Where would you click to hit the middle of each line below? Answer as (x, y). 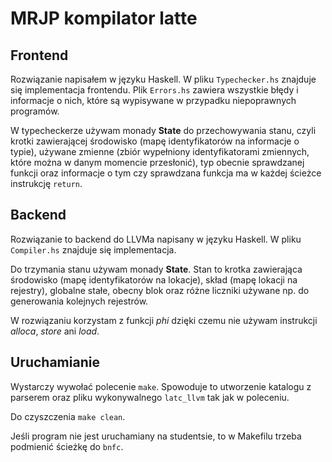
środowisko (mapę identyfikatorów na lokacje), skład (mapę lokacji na (154, 279)
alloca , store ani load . (55, 331)
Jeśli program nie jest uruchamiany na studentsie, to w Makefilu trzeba (156, 436)
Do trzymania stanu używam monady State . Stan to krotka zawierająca (156, 269)
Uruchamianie (55, 362)
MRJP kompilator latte (104, 18)
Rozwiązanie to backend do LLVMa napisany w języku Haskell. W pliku (156, 239)
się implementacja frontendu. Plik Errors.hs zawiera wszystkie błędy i (154, 90)
